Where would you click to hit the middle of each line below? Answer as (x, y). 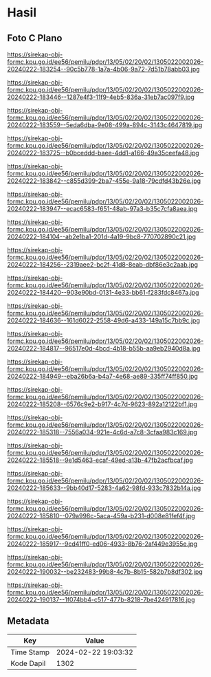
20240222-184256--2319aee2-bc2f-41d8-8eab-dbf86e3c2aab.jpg (102, 265)
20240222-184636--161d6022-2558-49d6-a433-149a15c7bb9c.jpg (104, 320)
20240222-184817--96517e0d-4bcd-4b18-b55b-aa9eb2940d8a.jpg (104, 348)
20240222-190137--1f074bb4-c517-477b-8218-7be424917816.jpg (101, 600)
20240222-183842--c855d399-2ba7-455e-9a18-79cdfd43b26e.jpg (104, 181)
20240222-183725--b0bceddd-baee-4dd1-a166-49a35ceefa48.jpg (103, 153)
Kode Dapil (28, 663)
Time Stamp (30, 652)
